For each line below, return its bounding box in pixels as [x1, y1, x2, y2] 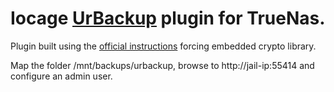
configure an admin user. [10, 70, 113, 82]
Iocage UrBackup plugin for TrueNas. [10, 7, 326, 30]
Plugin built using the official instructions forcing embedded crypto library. [10, 40, 317, 52]
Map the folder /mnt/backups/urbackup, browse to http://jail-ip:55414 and [10, 59, 315, 71]
